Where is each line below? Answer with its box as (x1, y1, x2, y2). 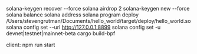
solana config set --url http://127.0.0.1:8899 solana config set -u (6, 23, 161, 31)
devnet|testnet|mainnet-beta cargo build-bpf (6, 30, 116, 37)
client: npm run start (6, 41, 55, 48)
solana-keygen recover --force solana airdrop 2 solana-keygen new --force (6, 5, 190, 12)
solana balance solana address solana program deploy (6, 11, 139, 18)
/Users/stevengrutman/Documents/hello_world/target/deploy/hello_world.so (6, 18, 191, 24)
